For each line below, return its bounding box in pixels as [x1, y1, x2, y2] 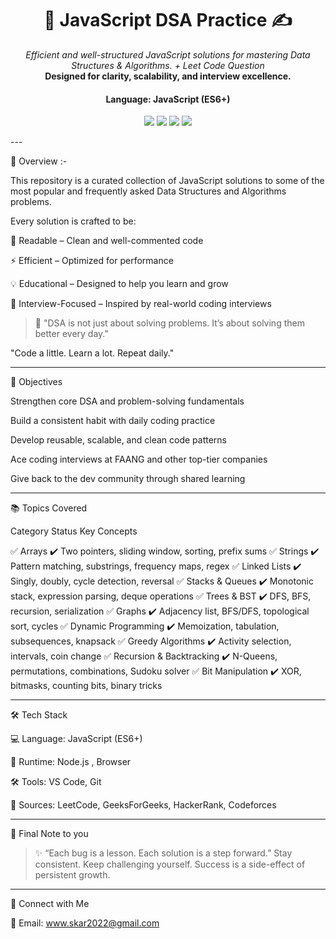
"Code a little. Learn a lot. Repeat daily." [10, 347, 175, 359]
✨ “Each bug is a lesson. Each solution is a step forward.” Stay [34, 847, 293, 859]
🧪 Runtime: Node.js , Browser [10, 756, 132, 768]
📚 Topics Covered [10, 502, 88, 514]
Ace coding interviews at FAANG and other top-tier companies [10, 453, 268, 466]
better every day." [34, 328, 109, 340]
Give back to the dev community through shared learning [10, 473, 246, 485]
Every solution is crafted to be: [10, 215, 137, 227]
